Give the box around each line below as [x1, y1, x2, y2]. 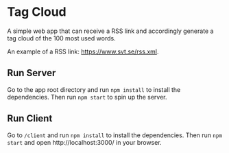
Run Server [7, 67, 56, 79]
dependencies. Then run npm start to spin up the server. [7, 93, 167, 101]
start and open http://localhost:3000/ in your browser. [7, 138, 162, 146]
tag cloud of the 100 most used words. [7, 34, 116, 42]
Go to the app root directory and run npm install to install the [7, 85, 181, 93]
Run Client [7, 113, 53, 124]
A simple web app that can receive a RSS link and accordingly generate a [7, 27, 214, 35]
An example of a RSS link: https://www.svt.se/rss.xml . [7, 47, 159, 56]
